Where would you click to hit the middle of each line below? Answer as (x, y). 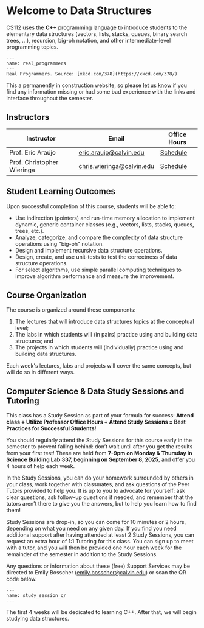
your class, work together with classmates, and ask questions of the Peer (98, 484)
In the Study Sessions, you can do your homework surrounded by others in (100, 478)
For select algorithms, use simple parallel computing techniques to (98, 270)
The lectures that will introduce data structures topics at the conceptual (104, 322)
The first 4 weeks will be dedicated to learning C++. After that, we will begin (102, 612)
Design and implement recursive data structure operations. (89, 250)
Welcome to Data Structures (79, 11)
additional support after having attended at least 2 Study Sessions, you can (100, 535)
